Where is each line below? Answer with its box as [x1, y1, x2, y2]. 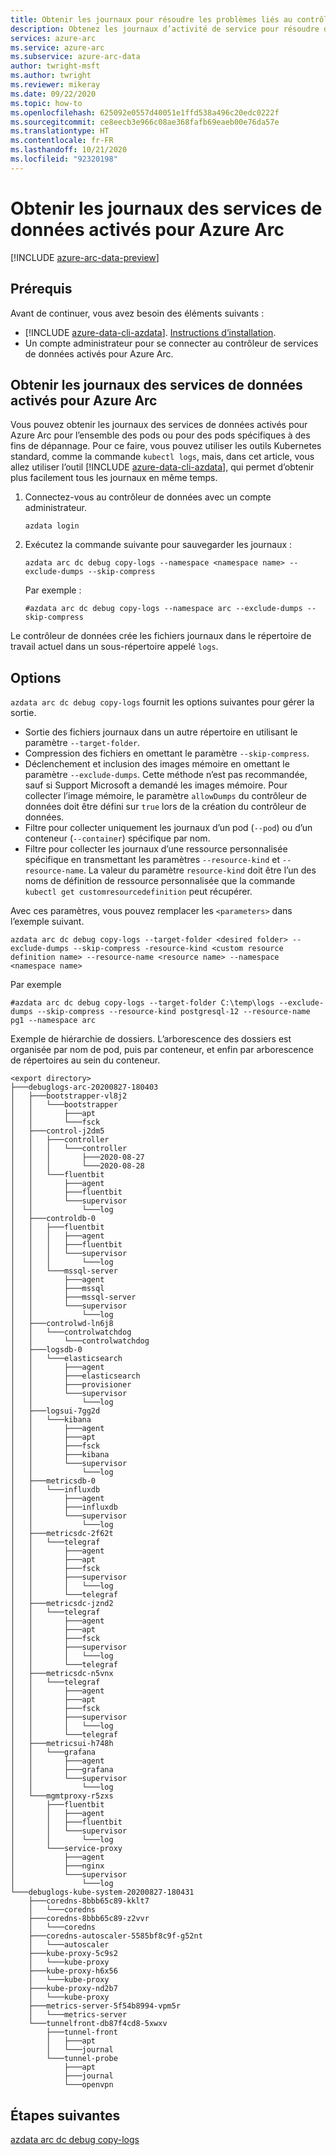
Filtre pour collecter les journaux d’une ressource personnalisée [24, 843, 288, 855]
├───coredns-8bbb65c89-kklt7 [28, 1896, 150, 1906]
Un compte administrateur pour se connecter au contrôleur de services [24, 337, 319, 349]
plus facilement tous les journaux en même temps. [10, 472, 218, 484]
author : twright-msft [10, 61, 101, 71]
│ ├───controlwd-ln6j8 [10, 1319, 114, 1329]
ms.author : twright [10, 71, 92, 81]
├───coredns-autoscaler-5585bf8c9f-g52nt [28, 1931, 203, 1941]
